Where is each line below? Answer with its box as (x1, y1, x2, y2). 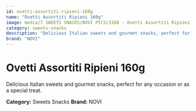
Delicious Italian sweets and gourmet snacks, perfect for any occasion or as (6, 80, 190, 88)
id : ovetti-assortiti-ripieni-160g (6, 8, 93, 15)
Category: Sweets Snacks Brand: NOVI (6, 98, 102, 105)
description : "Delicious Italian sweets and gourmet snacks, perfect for (6, 31, 191, 36)
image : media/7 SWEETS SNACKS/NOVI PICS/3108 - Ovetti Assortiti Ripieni (6, 19, 191, 25)
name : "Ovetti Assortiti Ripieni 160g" (6, 14, 104, 20)
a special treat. (6, 86, 42, 94)
